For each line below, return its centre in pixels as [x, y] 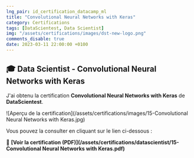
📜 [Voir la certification [34, 142]
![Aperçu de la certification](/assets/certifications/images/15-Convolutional [97, 113]
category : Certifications [38, 22]
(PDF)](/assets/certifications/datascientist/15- [120, 142]
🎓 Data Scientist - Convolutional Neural [81, 69]
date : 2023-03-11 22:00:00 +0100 [47, 45]
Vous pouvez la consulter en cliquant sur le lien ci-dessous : [79, 131]
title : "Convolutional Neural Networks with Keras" [71, 17]
